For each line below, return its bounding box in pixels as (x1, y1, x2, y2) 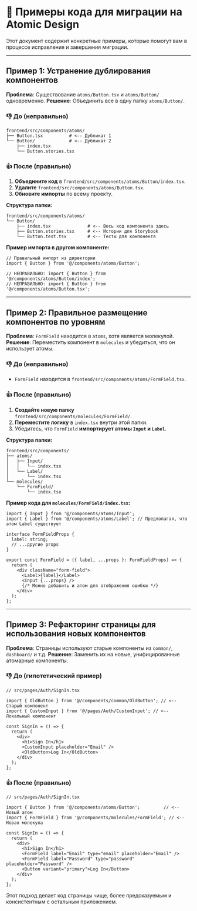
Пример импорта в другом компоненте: (6, 244, 110, 251)
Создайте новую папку (14, 406, 74, 413)
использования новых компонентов (6, 629, 146, 639)
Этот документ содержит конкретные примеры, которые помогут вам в (6, 37, 188, 44)
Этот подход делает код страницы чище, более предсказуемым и (6, 892, 172, 899)
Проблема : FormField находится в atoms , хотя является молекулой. (6, 332, 174, 340)
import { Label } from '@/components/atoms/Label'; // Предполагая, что (6, 516, 188, 522)
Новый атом (6, 810, 33, 816)
